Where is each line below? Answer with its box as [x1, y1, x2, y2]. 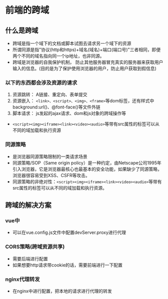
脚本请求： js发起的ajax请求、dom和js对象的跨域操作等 [12, 110, 126, 116]
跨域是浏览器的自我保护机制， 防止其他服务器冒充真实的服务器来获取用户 [12, 59, 163, 65]
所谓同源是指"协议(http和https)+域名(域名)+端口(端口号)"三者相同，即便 [12, 47, 161, 53]
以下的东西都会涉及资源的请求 [5, 79, 78, 86]
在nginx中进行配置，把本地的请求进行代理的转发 [12, 288, 112, 294]
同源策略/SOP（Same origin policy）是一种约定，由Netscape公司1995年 [12, 160, 162, 166]
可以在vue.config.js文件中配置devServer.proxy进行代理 [12, 229, 126, 236]
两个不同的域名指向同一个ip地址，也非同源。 [12, 53, 104, 59]
